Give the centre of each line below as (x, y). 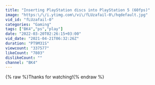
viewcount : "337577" (27, 48)
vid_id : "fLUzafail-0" (30, 19)
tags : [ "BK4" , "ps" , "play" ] (34, 29)
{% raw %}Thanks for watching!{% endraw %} (55, 77)
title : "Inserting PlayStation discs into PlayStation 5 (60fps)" (78, 10)
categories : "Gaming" (28, 24)
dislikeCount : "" (24, 58)
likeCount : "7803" (25, 53)
